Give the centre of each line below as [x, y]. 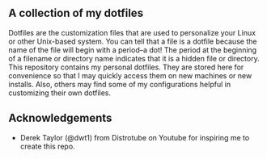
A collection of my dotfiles [76, 13]
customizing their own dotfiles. [60, 93]
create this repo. [47, 146]
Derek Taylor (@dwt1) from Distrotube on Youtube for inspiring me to [135, 137]
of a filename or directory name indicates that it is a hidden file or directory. [134, 58]
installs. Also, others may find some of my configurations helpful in [120, 84]
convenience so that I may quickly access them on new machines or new [130, 75]
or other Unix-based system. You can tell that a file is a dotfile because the [133, 41]
